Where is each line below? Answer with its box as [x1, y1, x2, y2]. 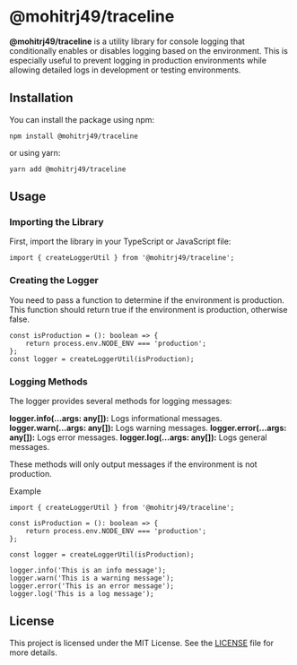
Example [9, 486, 42, 497]
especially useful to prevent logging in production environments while [9, 55, 267, 65]
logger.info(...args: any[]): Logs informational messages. [9, 413, 223, 424]
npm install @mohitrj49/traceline [9, 132, 139, 141]
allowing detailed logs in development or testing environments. [9, 65, 241, 75]
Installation [9, 91, 74, 106]
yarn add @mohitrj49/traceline [9, 164, 127, 174]
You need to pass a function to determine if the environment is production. [9, 294, 285, 306]
